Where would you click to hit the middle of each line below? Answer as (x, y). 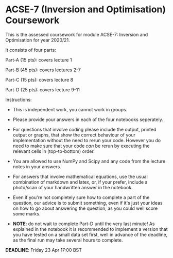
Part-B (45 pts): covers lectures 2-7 (43, 70)
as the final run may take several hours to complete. (68, 240)
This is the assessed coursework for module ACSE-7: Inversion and (77, 34)
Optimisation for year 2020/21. (38, 40)
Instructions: (19, 100)
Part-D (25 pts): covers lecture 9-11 (42, 90)
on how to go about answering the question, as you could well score (85, 208)
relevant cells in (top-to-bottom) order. (54, 151)
